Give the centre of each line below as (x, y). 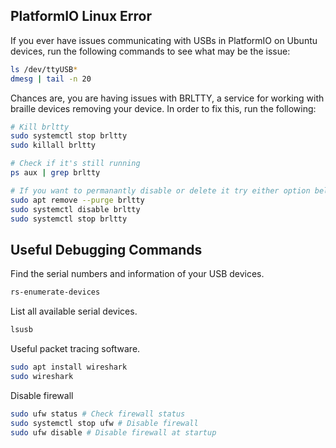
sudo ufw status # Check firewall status (98, 414)
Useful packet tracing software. (75, 348)
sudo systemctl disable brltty (75, 209)
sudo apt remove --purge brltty (77, 200)
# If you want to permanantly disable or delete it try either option (160, 190)
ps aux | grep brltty (55, 173)
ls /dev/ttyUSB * (44, 69)
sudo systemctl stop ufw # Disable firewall (104, 423)
